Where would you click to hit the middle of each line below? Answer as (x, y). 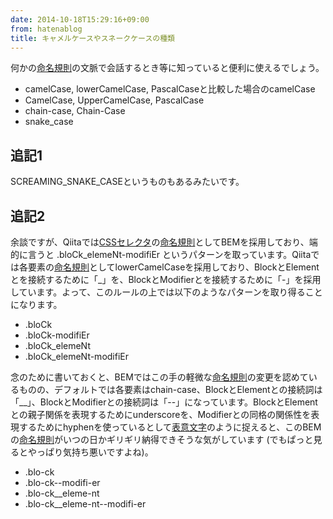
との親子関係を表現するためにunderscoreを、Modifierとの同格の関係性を (161, 414)
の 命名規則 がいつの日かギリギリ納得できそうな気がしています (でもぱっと (162, 439)
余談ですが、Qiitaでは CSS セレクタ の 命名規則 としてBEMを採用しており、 (160, 242)
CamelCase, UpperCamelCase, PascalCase (114, 100)
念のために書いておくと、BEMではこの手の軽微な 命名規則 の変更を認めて (159, 377)
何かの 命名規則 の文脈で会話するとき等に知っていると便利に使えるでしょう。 (167, 68)
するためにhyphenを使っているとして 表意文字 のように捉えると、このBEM (170, 427)
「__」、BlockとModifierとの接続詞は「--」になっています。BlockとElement (164, 402)
